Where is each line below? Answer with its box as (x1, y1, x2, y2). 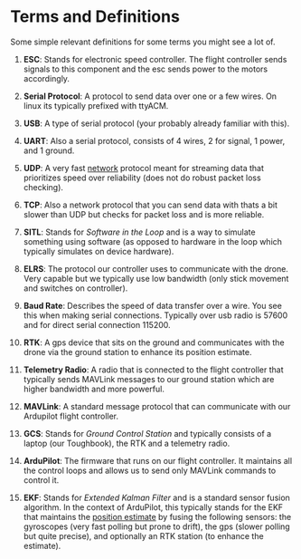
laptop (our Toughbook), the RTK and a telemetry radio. (23, 438, 230, 448)
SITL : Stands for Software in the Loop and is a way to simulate (23, 226, 256, 237)
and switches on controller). (23, 283, 128, 294)
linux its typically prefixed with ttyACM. (23, 100, 169, 111)
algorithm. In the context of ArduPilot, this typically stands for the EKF (23, 501, 284, 513)
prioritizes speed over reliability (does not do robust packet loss (23, 172, 261, 183)
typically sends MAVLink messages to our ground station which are (23, 373, 275, 384)
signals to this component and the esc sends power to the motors (23, 63, 268, 74)
